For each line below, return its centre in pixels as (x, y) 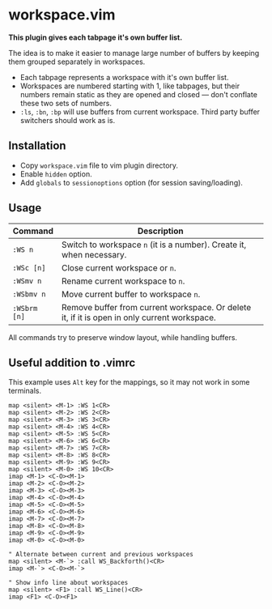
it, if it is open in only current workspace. (139, 317)
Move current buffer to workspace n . (131, 294)
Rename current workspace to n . (123, 281)
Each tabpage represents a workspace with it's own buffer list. (124, 77)
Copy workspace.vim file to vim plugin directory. (99, 165)
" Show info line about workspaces (68, 583)
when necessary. (94, 254)
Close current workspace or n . (119, 267)
